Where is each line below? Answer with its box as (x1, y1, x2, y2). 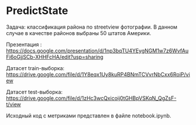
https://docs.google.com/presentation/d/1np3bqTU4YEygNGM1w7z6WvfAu (6, 47, 189, 54)
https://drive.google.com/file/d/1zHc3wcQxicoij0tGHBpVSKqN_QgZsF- (6, 95, 177, 102)
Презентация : (6, 41, 42, 48)
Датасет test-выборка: (6, 88, 63, 95)
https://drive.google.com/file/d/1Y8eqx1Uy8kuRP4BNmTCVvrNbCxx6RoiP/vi (6, 71, 190, 78)
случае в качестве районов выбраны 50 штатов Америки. (6, 29, 152, 36)
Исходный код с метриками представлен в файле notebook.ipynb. (6, 112, 171, 119)
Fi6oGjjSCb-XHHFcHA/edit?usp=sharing (6, 53, 104, 60)
